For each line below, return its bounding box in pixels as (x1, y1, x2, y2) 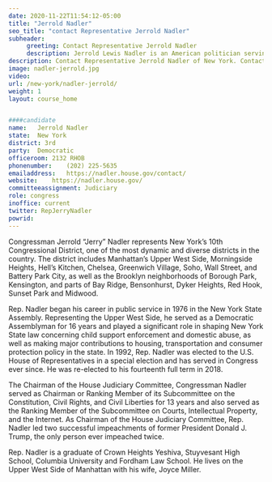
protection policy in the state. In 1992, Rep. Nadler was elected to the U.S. (8, 347, 254, 356)
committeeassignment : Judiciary (8, 184, 117, 193)
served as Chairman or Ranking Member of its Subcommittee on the (8, 388, 236, 398)
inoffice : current (8, 199, 70, 207)
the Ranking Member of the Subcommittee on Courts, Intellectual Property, (8, 406, 257, 416)
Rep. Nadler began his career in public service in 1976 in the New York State (8, 304, 262, 314)
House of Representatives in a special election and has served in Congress (8, 356, 259, 365)
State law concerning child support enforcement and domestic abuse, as (8, 330, 252, 339)
